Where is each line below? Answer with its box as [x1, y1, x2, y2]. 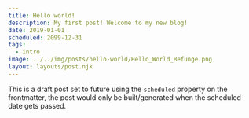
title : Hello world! [8, 11, 76, 20]
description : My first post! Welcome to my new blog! [8, 19, 189, 27]
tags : [8, 41, 26, 49]
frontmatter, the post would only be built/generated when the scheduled [8, 92, 242, 102]
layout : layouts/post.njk [8, 63, 93, 71]
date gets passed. [8, 101, 67, 110]
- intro [15, 48, 41, 56]
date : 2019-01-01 [8, 26, 65, 34]
